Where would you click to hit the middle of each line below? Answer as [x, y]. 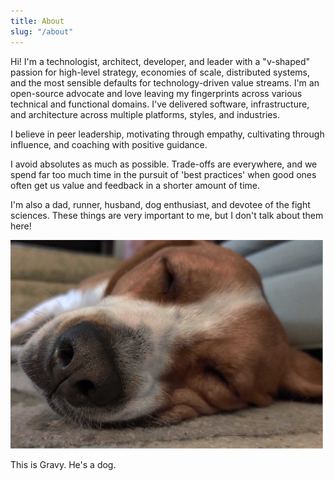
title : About [37, 21]
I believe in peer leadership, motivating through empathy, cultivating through [167, 134]
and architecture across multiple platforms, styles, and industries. [145, 114]
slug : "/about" [42, 31]
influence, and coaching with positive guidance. [109, 144]
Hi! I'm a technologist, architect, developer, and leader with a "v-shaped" [160, 61]
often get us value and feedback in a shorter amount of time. [135, 185]
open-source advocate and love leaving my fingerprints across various [156, 93]
